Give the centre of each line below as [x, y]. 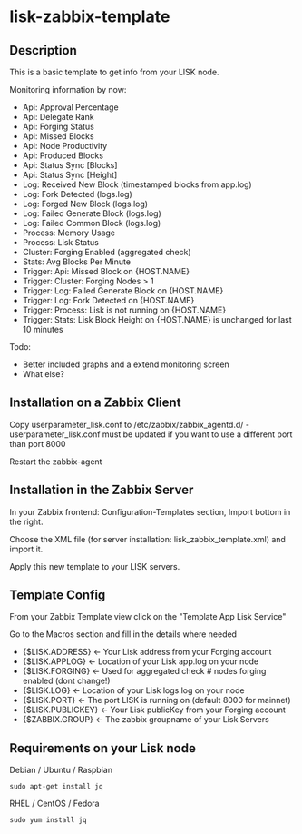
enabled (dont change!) [66, 681]
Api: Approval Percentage [71, 107]
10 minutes [43, 329]
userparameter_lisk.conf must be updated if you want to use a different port [151, 434]
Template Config [58, 596]
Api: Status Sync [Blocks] [70, 165]
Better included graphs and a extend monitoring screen [126, 364]
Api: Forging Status [58, 126]
